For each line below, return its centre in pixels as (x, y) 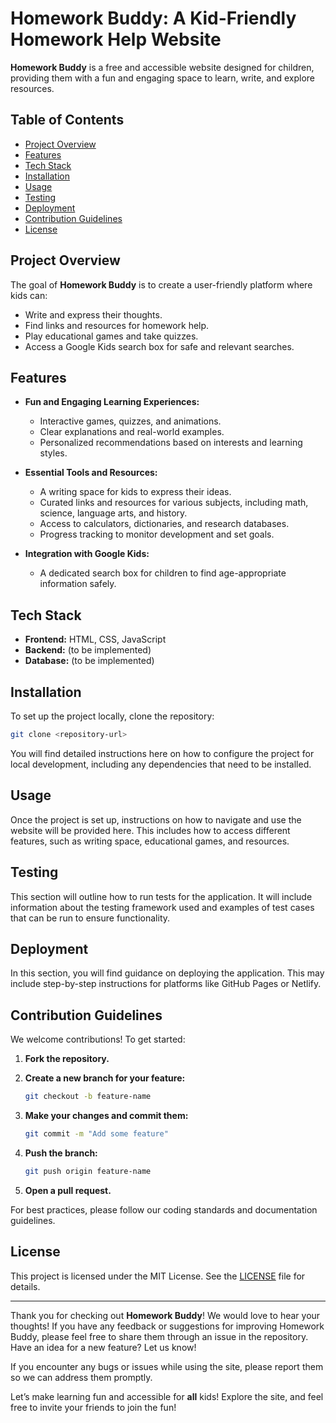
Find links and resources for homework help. (117, 325)
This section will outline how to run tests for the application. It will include (161, 896)
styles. (53, 453)
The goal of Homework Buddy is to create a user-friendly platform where (161, 284)
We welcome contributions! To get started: (98, 1039)
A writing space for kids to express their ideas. (135, 492)
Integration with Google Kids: (87, 554)
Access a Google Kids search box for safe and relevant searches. (159, 346)
